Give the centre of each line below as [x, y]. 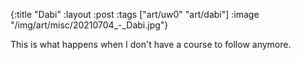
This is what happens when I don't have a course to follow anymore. [151, 44]
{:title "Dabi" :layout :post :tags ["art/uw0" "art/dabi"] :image [135, 14]
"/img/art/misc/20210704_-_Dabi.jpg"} [89, 25]
